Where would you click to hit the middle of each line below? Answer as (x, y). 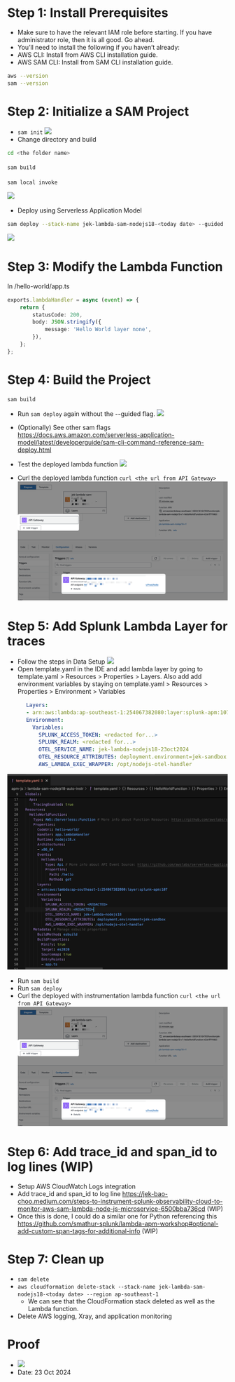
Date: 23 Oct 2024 (44, 1372)
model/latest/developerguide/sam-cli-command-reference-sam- (111, 442)
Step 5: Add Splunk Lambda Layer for (117, 626)
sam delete (33, 1279)
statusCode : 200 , (57, 315)
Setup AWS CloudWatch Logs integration (77, 1186)
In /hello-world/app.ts (38, 286)
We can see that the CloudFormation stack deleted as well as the (121, 1301)
